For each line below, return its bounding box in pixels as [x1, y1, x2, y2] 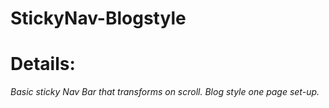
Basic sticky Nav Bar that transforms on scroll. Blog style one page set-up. [10, 86, 320, 98]
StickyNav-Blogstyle [10, 7, 187, 30]
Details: [10, 53, 76, 76]
